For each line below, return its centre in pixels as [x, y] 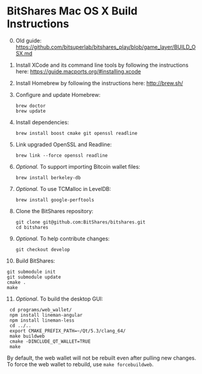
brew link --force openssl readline [62, 155]
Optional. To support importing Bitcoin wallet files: [78, 166]
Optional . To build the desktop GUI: [59, 299]
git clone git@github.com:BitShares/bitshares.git [80, 222]
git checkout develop [43, 249]
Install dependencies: [42, 122]
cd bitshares [32, 227]
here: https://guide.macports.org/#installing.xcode [78, 71]
